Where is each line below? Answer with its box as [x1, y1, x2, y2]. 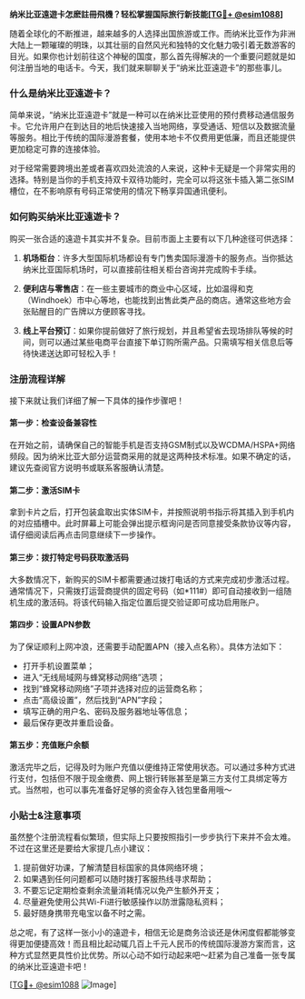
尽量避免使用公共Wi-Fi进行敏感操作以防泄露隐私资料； [22, 896, 227, 907]
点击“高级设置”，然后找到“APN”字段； [22, 694, 165, 705]
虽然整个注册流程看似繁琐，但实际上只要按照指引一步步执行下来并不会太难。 [9, 832, 296, 843]
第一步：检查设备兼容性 [9, 417, 97, 428]
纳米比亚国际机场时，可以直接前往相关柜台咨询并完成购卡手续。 [22, 264, 261, 275]
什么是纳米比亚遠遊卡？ [9, 86, 112, 99]
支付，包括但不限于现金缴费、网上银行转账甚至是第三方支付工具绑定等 [16, 773, 280, 784]
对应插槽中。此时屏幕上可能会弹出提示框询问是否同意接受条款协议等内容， [16, 518, 296, 529]
